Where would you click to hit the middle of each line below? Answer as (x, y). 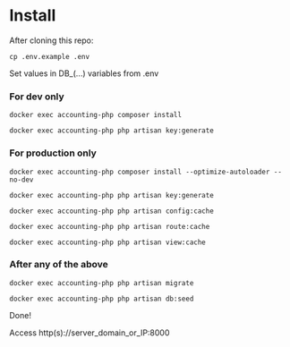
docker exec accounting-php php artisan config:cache (112, 211)
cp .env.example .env (50, 56)
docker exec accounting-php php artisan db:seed (102, 299)
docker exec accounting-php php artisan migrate (102, 283)
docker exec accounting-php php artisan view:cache (107, 242)
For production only (53, 153)
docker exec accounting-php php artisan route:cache (110, 226)
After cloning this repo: (51, 40)
